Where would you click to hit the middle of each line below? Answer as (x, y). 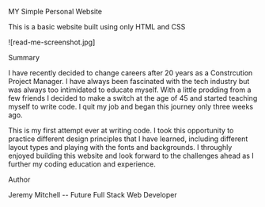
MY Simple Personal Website (55, 11)
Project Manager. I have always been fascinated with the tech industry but (129, 81)
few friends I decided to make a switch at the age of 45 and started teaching (133, 98)
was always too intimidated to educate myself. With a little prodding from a (130, 90)
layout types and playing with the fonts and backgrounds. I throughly (120, 147)
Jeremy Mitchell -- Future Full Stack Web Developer (93, 195)
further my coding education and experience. (82, 164)
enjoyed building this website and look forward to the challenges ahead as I (131, 155)
